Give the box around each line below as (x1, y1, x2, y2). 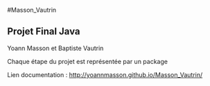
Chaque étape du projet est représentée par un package (7, 57, 168, 65)
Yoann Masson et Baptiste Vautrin (7, 44, 104, 52)
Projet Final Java (7, 25, 81, 37)
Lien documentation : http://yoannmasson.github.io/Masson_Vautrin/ (7, 70, 203, 78)
